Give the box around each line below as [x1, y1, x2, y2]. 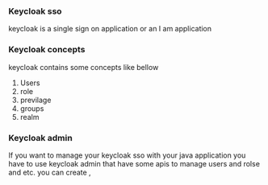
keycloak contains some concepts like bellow [8, 62, 159, 72]
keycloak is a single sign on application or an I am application [8, 24, 212, 34]
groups [19, 103, 44, 113]
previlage [19, 95, 52, 105]
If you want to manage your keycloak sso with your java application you [8, 150, 246, 160]
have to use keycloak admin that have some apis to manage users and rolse [8, 158, 261, 168]
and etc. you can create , [8, 167, 91, 177]
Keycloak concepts [8, 44, 86, 55]
